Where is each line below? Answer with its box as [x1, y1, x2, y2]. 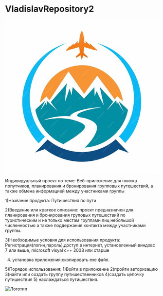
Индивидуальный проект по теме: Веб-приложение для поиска [5, 177, 137, 183]
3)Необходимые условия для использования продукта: [5, 237, 121, 243]
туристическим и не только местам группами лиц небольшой [5, 217, 134, 223]
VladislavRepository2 [5, 3, 94, 15]
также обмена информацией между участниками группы [5, 188, 125, 194]
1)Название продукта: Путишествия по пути [5, 197, 96, 203]
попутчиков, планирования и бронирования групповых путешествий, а [5, 183, 153, 189]
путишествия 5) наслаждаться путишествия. [5, 276, 99, 282]
